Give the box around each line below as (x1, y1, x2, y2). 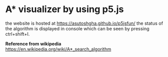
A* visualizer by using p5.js (5, 4, 124, 15)
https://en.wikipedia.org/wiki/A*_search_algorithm (5, 46, 112, 52)
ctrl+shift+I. (5, 31, 30, 37)
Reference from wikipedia (5, 40, 61, 46)
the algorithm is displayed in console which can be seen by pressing (5, 25, 150, 31)
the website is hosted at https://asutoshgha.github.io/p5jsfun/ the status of (5, 20, 163, 26)
